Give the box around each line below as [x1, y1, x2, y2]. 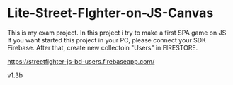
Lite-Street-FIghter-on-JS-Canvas [7, 5, 214, 21]
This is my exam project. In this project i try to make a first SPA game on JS [7, 28, 227, 37]
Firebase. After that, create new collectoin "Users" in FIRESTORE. [7, 43, 198, 52]
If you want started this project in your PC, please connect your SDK [7, 35, 207, 44]
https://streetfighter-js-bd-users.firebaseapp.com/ [7, 57, 155, 65]
